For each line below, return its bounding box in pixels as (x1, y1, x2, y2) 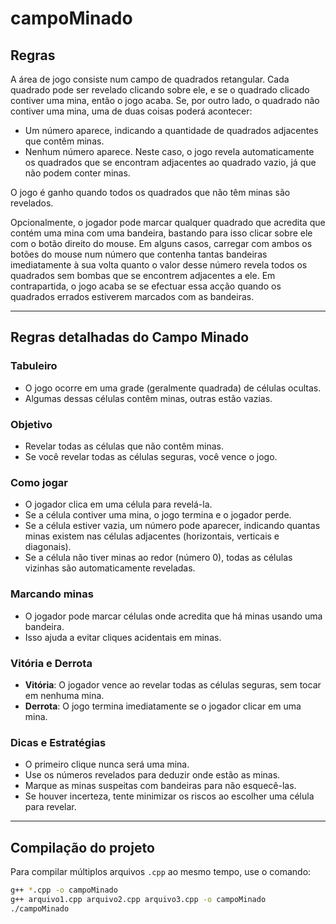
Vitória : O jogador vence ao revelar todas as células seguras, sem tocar (24, 678, 322, 691)
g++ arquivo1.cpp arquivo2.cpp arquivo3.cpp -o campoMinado (10, 894, 267, 904)
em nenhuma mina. (24, 689, 105, 701)
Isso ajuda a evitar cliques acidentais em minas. (24, 631, 222, 643)
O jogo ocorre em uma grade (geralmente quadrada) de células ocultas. (24, 382, 322, 394)
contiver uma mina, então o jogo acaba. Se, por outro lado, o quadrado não (10, 95, 320, 106)
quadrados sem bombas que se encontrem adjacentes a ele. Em (10, 270, 276, 281)
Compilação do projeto (10, 839, 155, 856)
